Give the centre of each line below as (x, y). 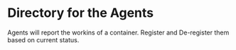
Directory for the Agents (81, 13)
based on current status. (43, 39)
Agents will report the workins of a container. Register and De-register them (118, 32)
